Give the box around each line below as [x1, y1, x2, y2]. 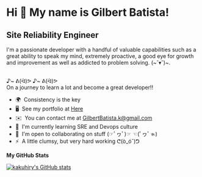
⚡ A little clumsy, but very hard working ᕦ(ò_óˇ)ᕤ [15, 137, 140, 145]
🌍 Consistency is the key [15, 96, 81, 103]
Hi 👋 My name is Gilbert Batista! [6, 5, 170, 20]
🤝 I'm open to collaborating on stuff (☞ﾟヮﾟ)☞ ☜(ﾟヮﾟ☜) [15, 131, 157, 137]
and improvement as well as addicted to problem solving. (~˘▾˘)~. [6, 59, 171, 66]
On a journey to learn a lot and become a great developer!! [6, 84, 154, 91]
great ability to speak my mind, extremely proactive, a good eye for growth [6, 52, 194, 60]
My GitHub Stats [6, 152, 49, 159]
